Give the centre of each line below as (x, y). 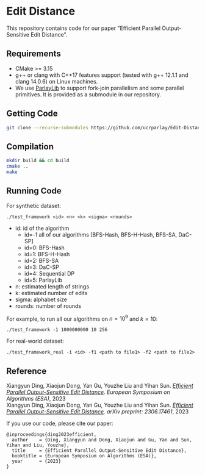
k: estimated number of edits (51, 293)
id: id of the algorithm (42, 228)
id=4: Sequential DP (49, 273)
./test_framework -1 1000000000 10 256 (57, 330)
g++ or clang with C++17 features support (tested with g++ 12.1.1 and (102, 75)
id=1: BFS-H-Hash (47, 254)
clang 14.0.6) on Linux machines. (56, 81)
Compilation (30, 147)
